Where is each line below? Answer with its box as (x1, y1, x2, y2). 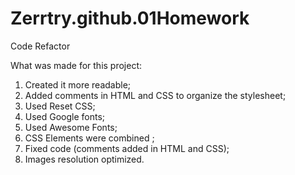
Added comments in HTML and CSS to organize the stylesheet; (24, 89, 287, 101)
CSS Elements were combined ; (24, 132, 155, 144)
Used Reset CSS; (24, 100, 96, 112)
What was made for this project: (10, 59, 143, 71)
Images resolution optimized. (24, 153, 145, 165)
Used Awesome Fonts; (24, 121, 118, 133)
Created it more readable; (24, 78, 132, 91)
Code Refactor (10, 40, 71, 52)
